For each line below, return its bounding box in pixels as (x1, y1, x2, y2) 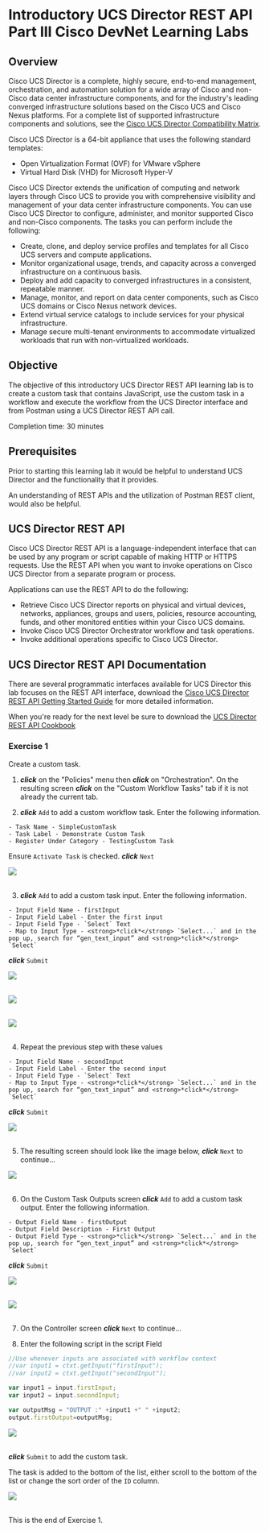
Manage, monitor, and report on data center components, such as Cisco (19, 292, 259, 302)
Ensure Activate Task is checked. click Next (8, 851, 155, 861)
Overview (8, 55, 59, 68)
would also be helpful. (8, 499, 82, 508)
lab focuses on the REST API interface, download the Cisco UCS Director (8, 688, 250, 697)
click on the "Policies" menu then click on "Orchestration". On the (19, 775, 239, 784)
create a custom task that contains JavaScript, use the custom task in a (8, 388, 245, 398)
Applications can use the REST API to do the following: (8, 585, 189, 594)
